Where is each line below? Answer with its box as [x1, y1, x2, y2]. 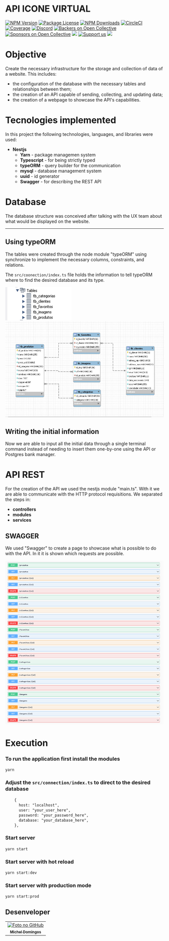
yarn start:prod [5, 894, 39, 899]
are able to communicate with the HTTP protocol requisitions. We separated [5, 491, 162, 498]
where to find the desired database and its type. [5, 277, 105, 283]
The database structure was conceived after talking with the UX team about [5, 213, 162, 219]
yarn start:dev [5, 870, 37, 875]
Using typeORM [5, 238, 56, 246]
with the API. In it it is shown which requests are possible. [5, 551, 124, 557]
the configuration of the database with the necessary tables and [12, 80, 146, 86]
